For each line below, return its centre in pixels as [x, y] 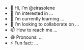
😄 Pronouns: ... [26, 37]
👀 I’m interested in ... [32, 13]
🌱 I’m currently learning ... [37, 19]
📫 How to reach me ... [34, 30]
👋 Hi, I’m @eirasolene [32, 8]
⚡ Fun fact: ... [24, 43]
